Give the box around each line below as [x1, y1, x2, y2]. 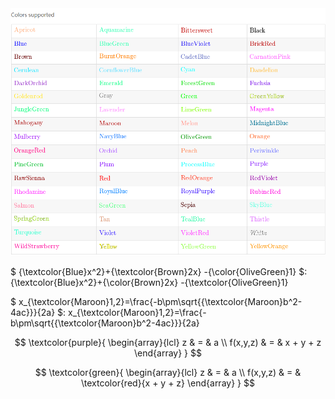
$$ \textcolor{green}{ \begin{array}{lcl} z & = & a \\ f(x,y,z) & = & [34, 367, 302, 379]
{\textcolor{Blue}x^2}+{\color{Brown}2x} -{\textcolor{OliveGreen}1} [10, 277, 289, 289]
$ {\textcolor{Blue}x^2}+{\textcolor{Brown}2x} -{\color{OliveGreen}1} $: [10, 266, 308, 278]
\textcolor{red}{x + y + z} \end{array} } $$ [81, 377, 255, 389]
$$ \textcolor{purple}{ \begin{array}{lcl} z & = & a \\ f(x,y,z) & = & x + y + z [14, 337, 322, 349]
